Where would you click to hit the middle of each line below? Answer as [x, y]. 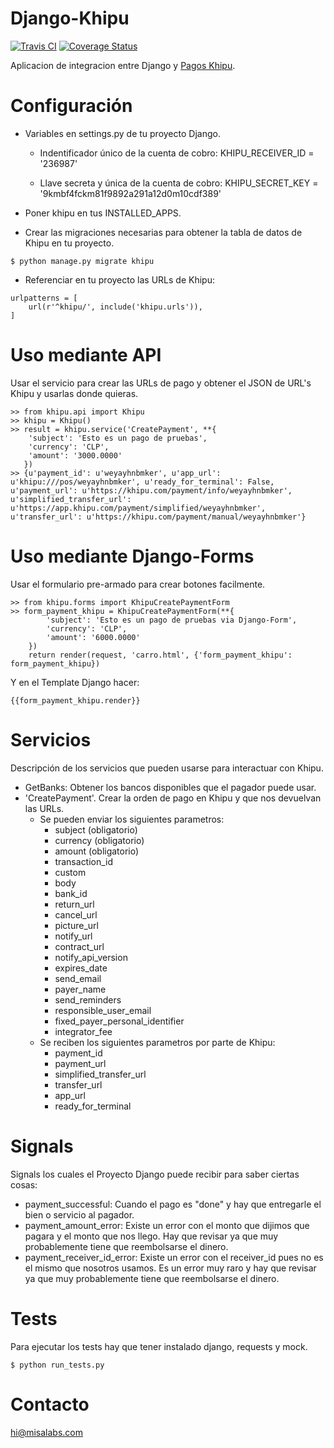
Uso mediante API [86, 355]
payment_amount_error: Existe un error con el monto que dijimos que [167, 1225]
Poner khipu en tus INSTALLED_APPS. [103, 213]
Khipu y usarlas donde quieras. [74, 393]
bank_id [71, 893]
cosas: [24, 1184]
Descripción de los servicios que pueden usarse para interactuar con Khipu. [167, 768]
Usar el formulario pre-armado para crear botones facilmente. [138, 584]
